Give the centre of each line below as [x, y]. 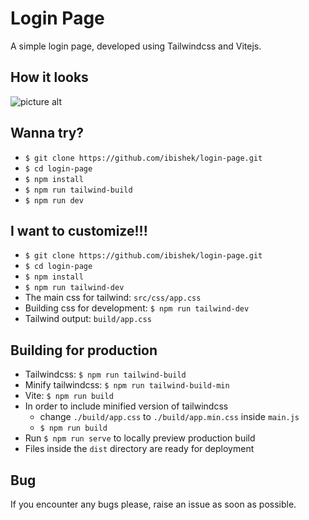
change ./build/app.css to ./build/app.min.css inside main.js [169, 417]
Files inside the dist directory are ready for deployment [139, 449]
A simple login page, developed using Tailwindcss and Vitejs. [136, 46]
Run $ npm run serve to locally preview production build [140, 438]
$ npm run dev [54, 200]
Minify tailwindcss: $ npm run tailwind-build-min [127, 385]
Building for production [84, 350]
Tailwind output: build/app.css [88, 319]
